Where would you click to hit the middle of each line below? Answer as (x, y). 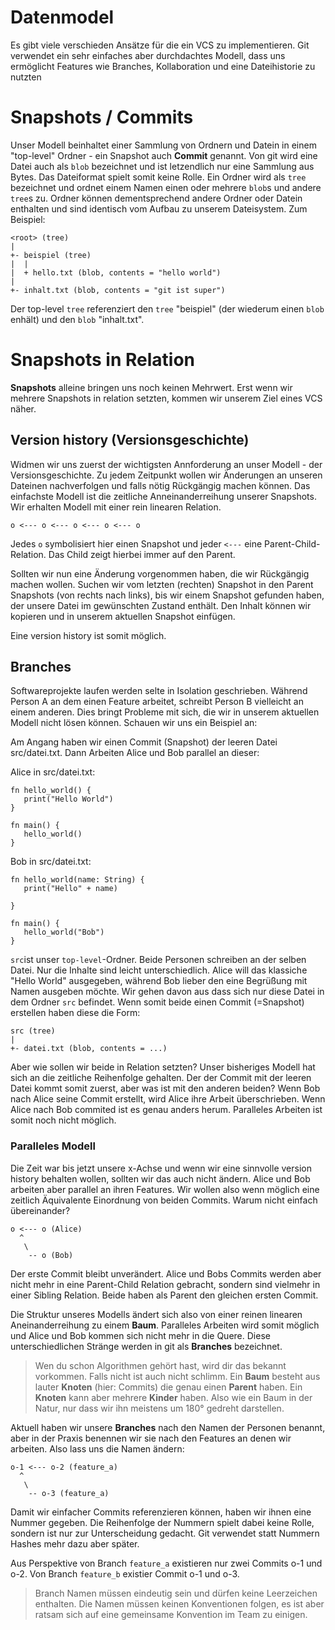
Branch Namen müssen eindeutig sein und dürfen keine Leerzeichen (176, 1593)
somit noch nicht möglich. (63, 1120)
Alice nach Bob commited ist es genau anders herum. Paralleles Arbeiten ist (166, 1110)
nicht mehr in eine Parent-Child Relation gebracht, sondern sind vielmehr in (165, 1284)
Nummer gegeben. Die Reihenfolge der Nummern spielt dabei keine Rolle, (162, 1522)
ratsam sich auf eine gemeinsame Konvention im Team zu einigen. (171, 1614)
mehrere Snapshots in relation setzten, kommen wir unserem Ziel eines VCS (166, 398)
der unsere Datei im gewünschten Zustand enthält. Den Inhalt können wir (161, 605)
